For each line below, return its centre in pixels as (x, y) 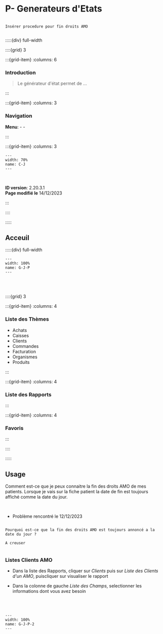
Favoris (14, 428)
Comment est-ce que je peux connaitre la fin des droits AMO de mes (76, 486)
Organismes (25, 357)
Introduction (20, 72)
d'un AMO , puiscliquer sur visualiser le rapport (60, 576)
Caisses (20, 335)
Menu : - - (15, 127)
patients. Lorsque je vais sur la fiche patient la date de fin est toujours (77, 492)
